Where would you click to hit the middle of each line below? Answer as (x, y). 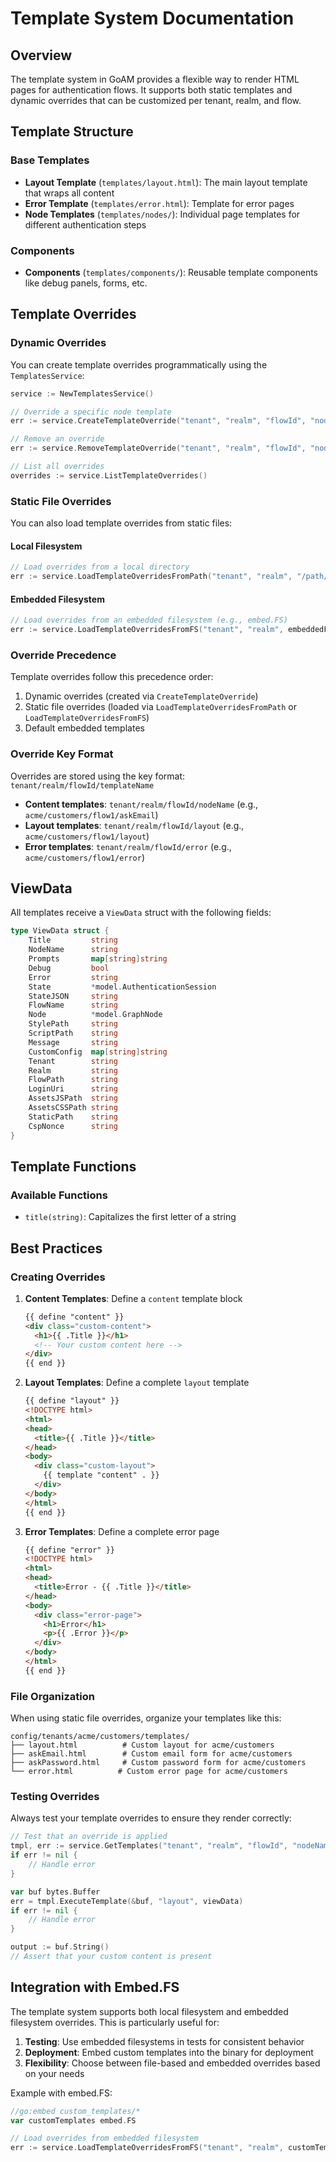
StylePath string (73, 1024)
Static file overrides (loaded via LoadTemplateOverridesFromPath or (160, 707)
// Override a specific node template (91, 412)
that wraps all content (69, 193)
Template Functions (73, 1166)
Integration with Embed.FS (95, 1987)
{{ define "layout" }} (72, 1401)
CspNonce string (73, 1126)
